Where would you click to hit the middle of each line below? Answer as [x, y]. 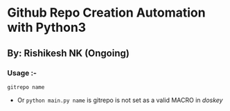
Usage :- [22, 73]
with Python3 [47, 27]
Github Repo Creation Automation [106, 13]
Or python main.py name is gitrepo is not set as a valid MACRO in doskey [120, 100]
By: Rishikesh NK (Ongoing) [68, 53]
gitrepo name [26, 87]
